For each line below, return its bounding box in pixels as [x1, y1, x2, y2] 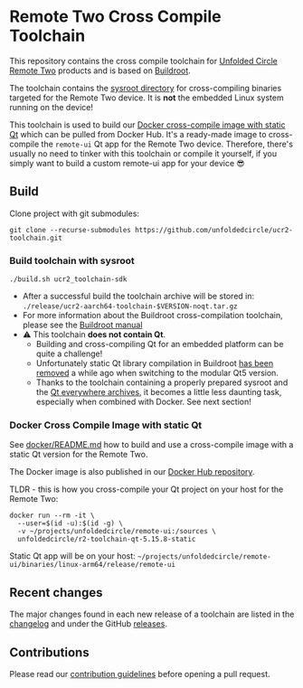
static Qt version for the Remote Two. [9, 449, 148, 460]
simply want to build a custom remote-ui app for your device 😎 [9, 157, 246, 168]
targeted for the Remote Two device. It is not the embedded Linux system [9, 92, 284, 103]
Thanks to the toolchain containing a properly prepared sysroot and [35, 377, 289, 388]
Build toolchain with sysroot [9, 254, 136, 267]
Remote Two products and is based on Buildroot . [9, 65, 192, 76]
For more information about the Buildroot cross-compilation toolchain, [22, 310, 283, 321]
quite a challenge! [35, 348, 103, 359]
